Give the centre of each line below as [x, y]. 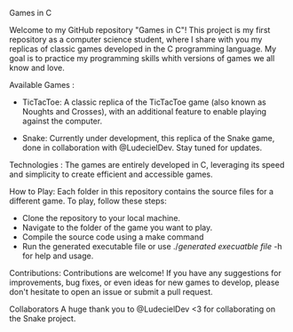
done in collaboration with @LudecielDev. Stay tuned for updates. [142, 147]
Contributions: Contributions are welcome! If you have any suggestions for [145, 273]
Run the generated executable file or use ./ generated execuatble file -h [152, 246]
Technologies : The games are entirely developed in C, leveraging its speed [147, 165]
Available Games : [42, 85]
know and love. [37, 67]
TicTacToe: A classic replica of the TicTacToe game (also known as [144, 102]
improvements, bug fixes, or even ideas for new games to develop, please [144, 282]
